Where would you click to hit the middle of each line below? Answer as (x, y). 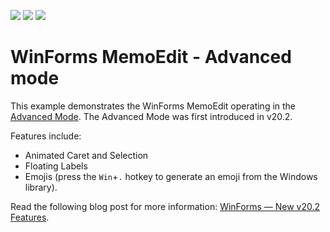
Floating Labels (56, 166)
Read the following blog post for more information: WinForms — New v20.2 (165, 206)
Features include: (46, 136)
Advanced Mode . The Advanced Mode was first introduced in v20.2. (151, 116)
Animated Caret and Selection (86, 155)
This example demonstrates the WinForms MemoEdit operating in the (153, 106)
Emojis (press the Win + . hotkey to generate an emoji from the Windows (171, 176)
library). (41, 187)
